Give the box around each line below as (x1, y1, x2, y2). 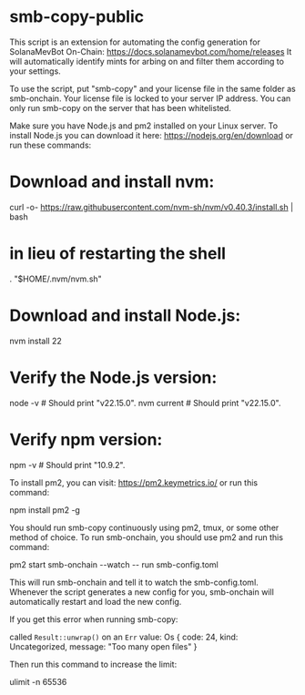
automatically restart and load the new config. (9, 596, 182, 607)
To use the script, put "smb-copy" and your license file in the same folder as (9, 83, 296, 94)
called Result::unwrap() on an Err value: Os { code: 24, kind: (9, 631, 239, 642)
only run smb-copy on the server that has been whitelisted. (9, 102, 232, 113)
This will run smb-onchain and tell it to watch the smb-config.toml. (9, 577, 259, 588)
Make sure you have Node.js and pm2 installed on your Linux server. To (9, 120, 279, 131)
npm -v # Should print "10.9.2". (9, 459, 126, 470)
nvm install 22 (9, 335, 62, 346)
